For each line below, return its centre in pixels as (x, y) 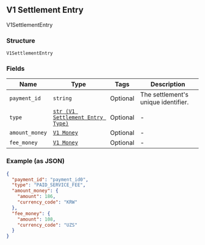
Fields (16, 68)
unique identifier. (164, 102)
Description (168, 84)
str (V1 (64, 112)
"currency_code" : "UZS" (48, 225)
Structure (21, 40)
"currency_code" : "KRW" (48, 202)
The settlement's (164, 95)
